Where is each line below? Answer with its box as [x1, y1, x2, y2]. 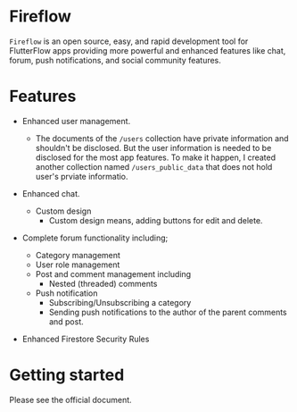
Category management [35, 249, 120, 260]
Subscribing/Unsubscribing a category [48, 297, 192, 307]
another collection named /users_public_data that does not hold [35, 161, 273, 172]
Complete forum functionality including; [21, 232, 169, 243]
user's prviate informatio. [35, 171, 128, 181]
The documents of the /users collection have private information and [35, 132, 289, 144]
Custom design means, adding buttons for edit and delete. [48, 214, 263, 225]
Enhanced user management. [21, 115, 131, 126]
